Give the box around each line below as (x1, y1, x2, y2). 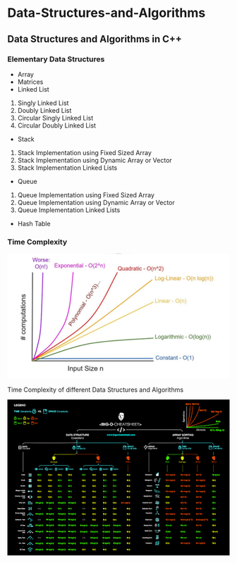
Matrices (17, 78, 44, 86)
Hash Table (17, 219, 51, 228)
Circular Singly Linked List (17, 113, 94, 122)
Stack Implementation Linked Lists (17, 163, 118, 172)
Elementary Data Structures (7, 54, 105, 64)
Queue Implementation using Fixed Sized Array (17, 190, 155, 199)
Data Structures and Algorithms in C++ (7, 33, 182, 45)
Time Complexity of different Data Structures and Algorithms (7, 385, 184, 394)
